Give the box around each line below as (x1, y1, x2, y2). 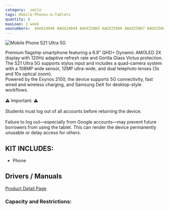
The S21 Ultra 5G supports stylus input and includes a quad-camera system (5, 60, 162, 66)
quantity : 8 (5, 17, 30, 22)
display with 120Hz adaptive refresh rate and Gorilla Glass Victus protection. (5, 55, 163, 61)
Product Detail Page (5, 185, 47, 191)
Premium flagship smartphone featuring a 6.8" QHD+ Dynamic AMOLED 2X (5, 50, 161, 56)
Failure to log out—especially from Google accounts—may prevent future (5, 119, 157, 125)
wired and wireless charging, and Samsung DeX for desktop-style (5, 81, 142, 88)
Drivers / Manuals (5, 172, 62, 181)
